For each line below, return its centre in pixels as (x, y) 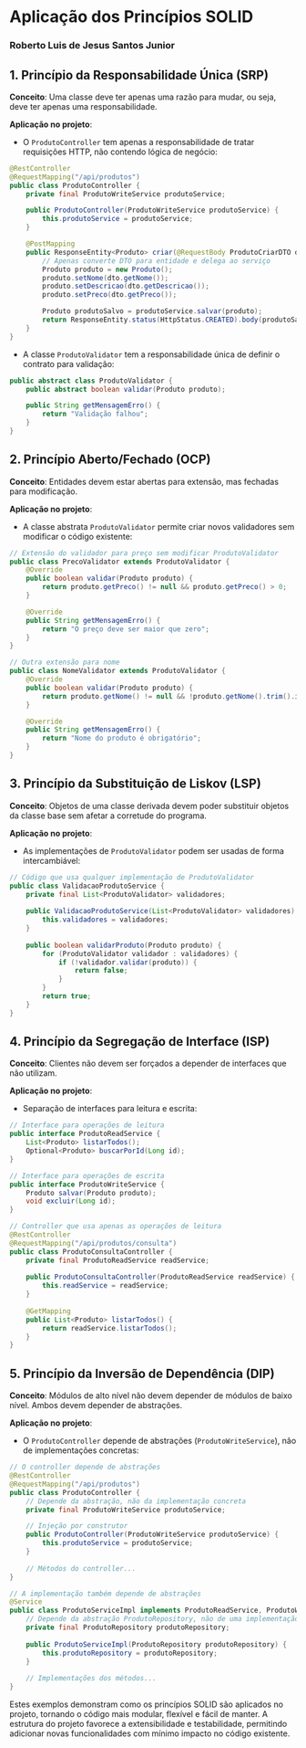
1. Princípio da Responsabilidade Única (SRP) (139, 75)
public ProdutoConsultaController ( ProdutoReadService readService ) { (161, 1277)
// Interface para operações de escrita (87, 1175)
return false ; (101, 971)
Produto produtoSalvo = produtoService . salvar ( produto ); (152, 311)
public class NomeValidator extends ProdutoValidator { (117, 671)
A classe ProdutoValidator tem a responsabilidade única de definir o (151, 354)
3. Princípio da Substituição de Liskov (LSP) (135, 784)
